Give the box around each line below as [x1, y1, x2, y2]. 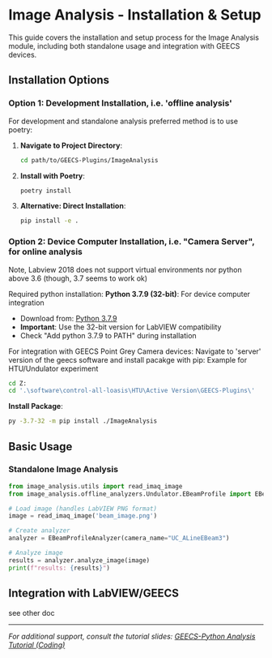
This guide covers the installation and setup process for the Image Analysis [8, 32, 259, 42]
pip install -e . [19, 217, 79, 225]
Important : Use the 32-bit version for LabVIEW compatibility [19, 322, 222, 332]
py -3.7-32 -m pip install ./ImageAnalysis [8, 417, 158, 425]
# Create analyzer [8, 527, 70, 535]
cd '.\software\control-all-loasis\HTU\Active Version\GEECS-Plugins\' [8, 387, 255, 395]
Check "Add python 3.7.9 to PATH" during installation [19, 330, 197, 340]
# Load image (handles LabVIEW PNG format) [8, 505, 158, 513]
